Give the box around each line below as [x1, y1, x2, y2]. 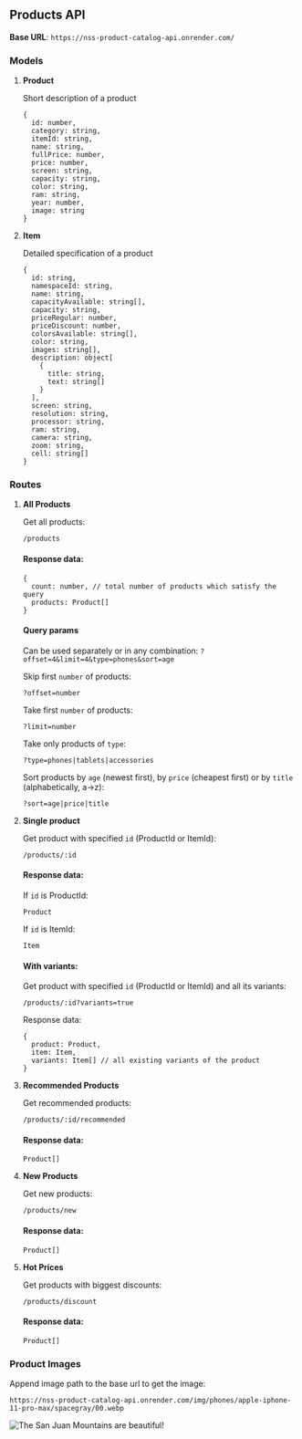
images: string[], [31, 346, 101, 355]
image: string [31, 206, 85, 215]
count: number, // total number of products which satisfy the [31, 581, 276, 591]
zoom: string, [31, 442, 85, 451]
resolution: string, [31, 410, 109, 419]
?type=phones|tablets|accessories [22, 756, 154, 765]
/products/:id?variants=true [22, 998, 134, 1007]
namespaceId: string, [31, 282, 114, 291]
